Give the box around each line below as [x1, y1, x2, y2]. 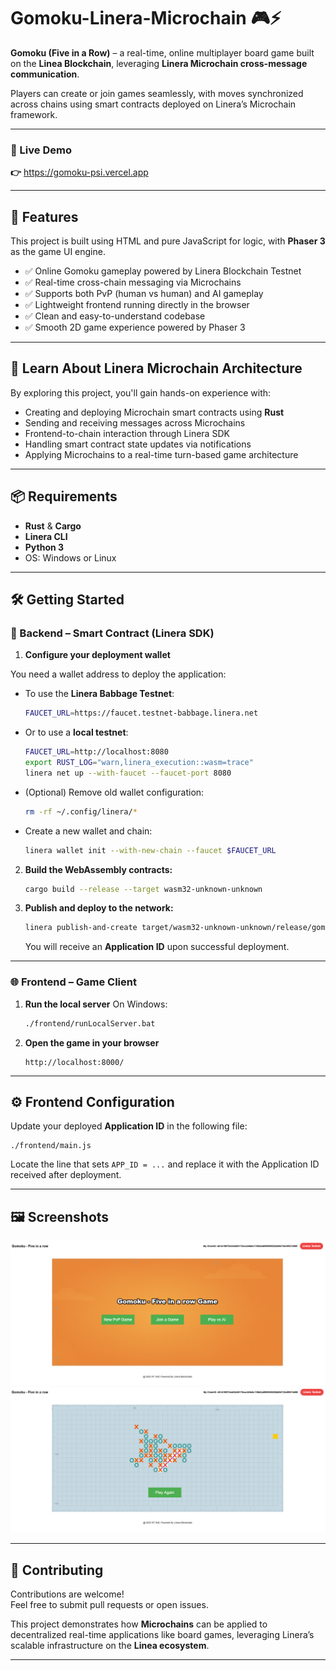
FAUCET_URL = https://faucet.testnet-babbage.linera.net [24, 708, 259, 719]
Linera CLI [24, 530, 68, 542]
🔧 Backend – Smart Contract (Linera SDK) [10, 626, 215, 640]
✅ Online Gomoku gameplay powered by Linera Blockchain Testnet [24, 265, 302, 277]
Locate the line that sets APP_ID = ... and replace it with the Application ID [10, 1158, 320, 1170]
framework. [10, 108, 58, 120]
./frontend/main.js [10, 1141, 92, 1151]
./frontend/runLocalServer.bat [24, 1018, 156, 1029]
